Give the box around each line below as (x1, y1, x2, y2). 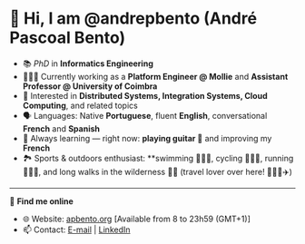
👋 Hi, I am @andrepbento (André (9, 8, 257, 29)
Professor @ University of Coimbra (22, 81, 158, 92)
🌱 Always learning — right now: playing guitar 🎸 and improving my (22, 132, 272, 143)
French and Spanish (22, 122, 101, 134)
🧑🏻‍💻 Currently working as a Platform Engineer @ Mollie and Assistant (22, 71, 289, 82)
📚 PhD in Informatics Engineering (22, 58, 154, 69)
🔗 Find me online (9, 195, 74, 207)
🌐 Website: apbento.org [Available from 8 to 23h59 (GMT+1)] (22, 213, 251, 224)
